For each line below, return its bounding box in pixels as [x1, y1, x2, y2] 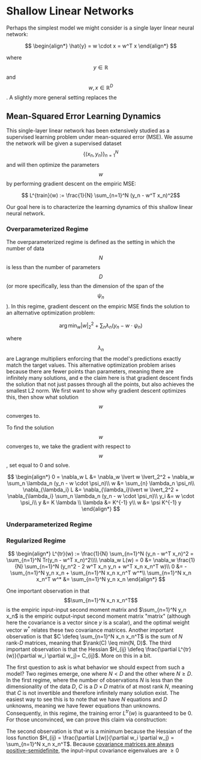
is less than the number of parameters [6, 264, 101, 271]
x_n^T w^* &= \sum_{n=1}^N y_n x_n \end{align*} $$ [35, 576, 166, 583]
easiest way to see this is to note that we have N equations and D [6, 696, 167, 703]
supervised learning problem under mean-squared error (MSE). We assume [6, 134, 193, 141]
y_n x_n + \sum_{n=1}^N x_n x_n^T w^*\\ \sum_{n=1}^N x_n [46, 569, 192, 576]
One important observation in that [6, 587, 90, 594]
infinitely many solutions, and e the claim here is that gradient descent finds [6, 375, 193, 382]
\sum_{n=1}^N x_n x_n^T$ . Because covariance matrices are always [6, 740, 175, 747]
